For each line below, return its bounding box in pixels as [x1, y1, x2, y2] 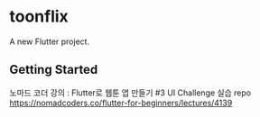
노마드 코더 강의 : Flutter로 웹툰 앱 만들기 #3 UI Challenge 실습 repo [9, 87, 251, 98]
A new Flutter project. [9, 36, 90, 47]
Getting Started [9, 62, 98, 77]
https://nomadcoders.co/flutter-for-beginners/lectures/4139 [9, 97, 233, 108]
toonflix [9, 6, 70, 27]
